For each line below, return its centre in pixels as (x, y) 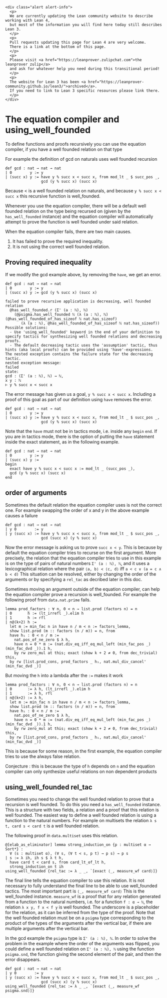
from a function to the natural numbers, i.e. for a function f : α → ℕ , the (79, 902)
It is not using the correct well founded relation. (61, 247)
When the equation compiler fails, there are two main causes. (68, 232)
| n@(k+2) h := (21, 622)
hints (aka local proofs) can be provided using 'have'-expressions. (79, 350)
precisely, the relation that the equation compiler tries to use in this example (83, 558)
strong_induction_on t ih (37, 867)
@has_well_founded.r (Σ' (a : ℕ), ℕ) (49, 310)
